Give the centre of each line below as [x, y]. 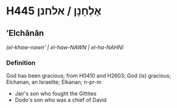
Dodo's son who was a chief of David [61, 100]
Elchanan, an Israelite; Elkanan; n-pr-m [54, 82]
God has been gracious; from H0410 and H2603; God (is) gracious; [89, 76]
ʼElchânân [25, 33]
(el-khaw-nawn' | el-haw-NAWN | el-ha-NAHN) [65, 47]
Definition [21, 63]
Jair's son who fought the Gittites [56, 94]
